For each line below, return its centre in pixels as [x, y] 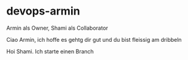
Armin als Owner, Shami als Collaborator [57, 28]
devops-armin [43, 11]
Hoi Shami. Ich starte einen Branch [50, 51]
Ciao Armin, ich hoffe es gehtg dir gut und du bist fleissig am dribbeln [94, 39]
